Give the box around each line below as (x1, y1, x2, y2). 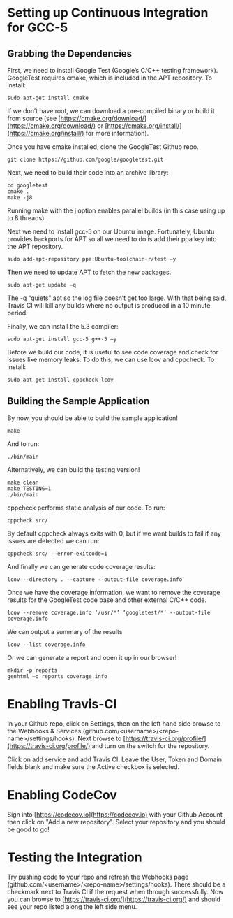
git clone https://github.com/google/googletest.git (7, 156, 164, 163)
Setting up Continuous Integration (7, 5, 209, 21)
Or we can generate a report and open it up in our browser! (7, 653, 177, 661)
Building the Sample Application (7, 395, 150, 407)
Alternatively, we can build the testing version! (7, 465, 140, 473)
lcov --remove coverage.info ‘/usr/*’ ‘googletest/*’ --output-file (7, 609, 211, 616)
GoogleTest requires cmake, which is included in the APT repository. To (7, 73, 213, 82)
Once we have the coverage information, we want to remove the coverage (7, 588, 220, 596)
